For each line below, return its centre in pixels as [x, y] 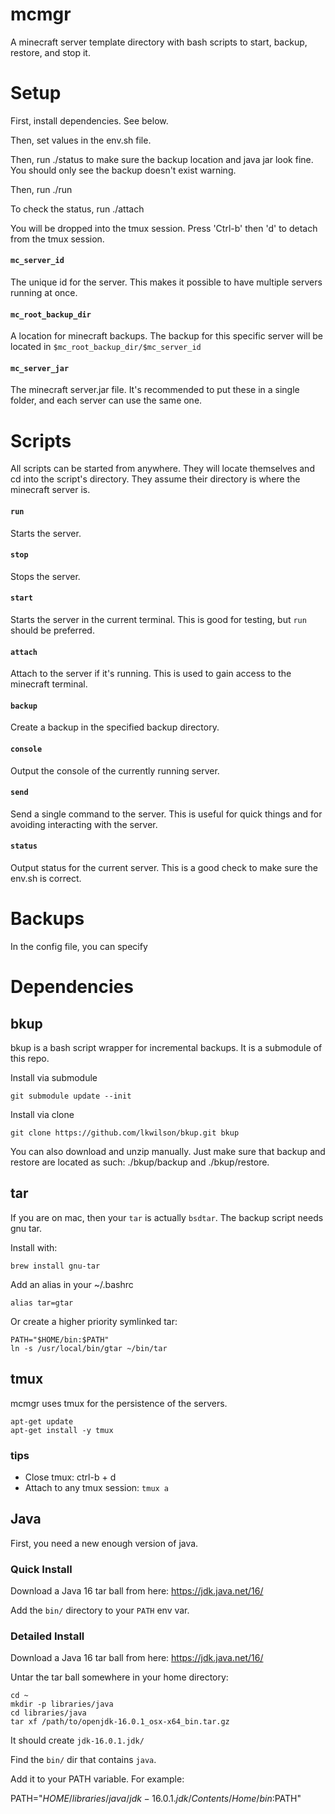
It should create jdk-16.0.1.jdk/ [77, 1740]
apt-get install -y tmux [62, 1430]
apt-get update [42, 1421]
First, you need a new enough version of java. [104, 1543]
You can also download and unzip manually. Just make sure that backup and [168, 1151]
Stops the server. [45, 576]
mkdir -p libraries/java [62, 1704]
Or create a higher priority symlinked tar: [94, 1321]
